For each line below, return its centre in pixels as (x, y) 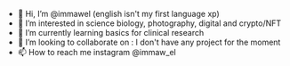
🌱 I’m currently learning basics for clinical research (111, 33)
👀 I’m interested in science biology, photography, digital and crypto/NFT (149, 23)
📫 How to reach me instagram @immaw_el (97, 52)
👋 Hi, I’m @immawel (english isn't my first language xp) (118, 14)
